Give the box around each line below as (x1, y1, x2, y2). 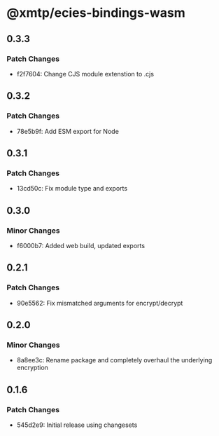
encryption (16, 363, 48, 372)
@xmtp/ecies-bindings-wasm (6, 5, 186, 21)
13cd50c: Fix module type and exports (16, 184, 127, 193)
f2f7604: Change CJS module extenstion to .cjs (16, 69, 155, 78)
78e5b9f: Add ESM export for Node (16, 127, 120, 135)
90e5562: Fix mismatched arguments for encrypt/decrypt (16, 299, 183, 307)
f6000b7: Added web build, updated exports (16, 241, 145, 250)
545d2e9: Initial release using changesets (16, 421, 138, 429)
